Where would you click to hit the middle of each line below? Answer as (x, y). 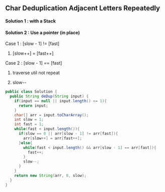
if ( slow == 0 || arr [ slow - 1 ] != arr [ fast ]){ (68, 134)
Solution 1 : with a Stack (31, 21)
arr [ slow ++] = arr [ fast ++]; (53, 138)
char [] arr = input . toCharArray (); (52, 115)
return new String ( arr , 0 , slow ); (50, 175)
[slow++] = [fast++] (33, 53)
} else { (25, 143)
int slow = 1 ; (29, 120)
